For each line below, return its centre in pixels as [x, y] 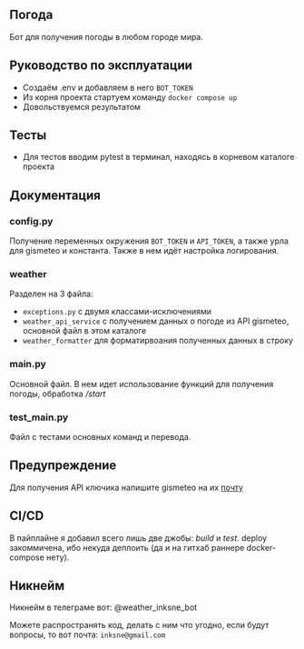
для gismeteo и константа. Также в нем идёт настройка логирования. [144, 251]
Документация [55, 195]
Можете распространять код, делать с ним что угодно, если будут [139, 625]
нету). [58, 557]
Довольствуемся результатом [81, 106]
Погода [31, 15]
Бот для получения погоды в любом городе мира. [107, 36]
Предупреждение [63, 466]
